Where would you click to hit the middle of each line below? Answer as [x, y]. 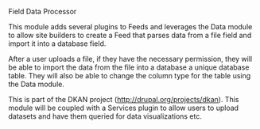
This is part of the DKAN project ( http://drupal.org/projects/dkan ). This [124, 99]
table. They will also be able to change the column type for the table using [130, 76]
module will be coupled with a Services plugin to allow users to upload [124, 108]
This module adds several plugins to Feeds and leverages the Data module [130, 27]
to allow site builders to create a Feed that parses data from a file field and [130, 35]
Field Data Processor [43, 11]
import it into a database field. [57, 44]
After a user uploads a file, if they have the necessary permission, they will [130, 59]
